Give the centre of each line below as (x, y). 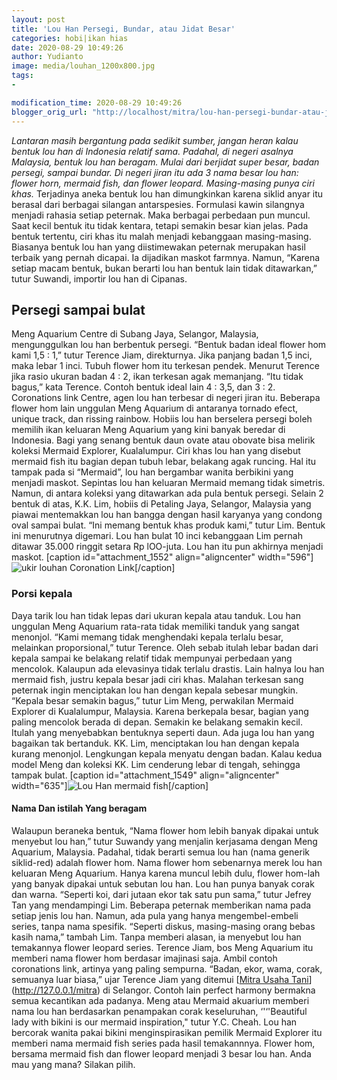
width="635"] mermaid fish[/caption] (110, 785)
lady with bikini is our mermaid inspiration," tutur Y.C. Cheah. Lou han (154, 1022)
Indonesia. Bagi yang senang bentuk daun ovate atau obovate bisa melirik (163, 440)
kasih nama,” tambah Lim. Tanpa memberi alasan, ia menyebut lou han (156, 937)
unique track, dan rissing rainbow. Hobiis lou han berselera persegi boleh (162, 419)
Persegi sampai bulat (78, 309)
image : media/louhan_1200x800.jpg (83, 66)
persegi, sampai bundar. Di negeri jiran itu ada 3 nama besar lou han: (155, 172)
